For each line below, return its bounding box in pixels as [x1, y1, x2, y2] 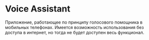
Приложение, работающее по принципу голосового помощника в [5, 19, 143, 25]
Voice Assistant [5, 3, 71, 14]
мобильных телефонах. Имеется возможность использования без [5, 24, 144, 30]
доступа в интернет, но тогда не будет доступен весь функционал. [5, 29, 145, 35]
